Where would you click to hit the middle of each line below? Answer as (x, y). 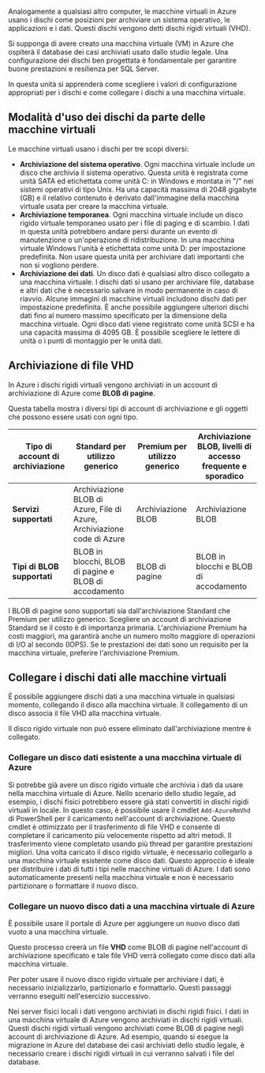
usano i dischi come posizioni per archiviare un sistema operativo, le (119, 20)
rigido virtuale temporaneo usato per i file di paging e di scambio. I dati (134, 223)
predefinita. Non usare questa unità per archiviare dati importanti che (132, 256)
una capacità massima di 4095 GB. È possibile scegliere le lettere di (130, 332)
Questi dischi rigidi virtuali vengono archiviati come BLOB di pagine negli (126, 1029)
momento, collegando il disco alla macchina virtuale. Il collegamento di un (128, 705)
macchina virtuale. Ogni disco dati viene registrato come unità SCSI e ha (137, 324)
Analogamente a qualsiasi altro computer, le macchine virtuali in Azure (122, 11)
